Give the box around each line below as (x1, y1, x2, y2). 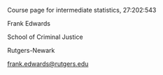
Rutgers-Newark (7, 47, 55, 54)
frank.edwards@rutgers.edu (7, 60, 89, 68)
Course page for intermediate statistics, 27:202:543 (7, 6, 157, 14)
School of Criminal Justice (7, 33, 83, 41)
